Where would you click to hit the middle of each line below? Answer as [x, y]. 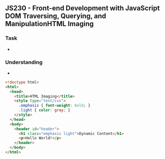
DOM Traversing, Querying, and [56, 16]
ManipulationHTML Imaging [49, 24]
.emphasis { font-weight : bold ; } [54, 106]
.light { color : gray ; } [44, 110]
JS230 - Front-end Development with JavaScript [82, 8]
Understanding [24, 62]
